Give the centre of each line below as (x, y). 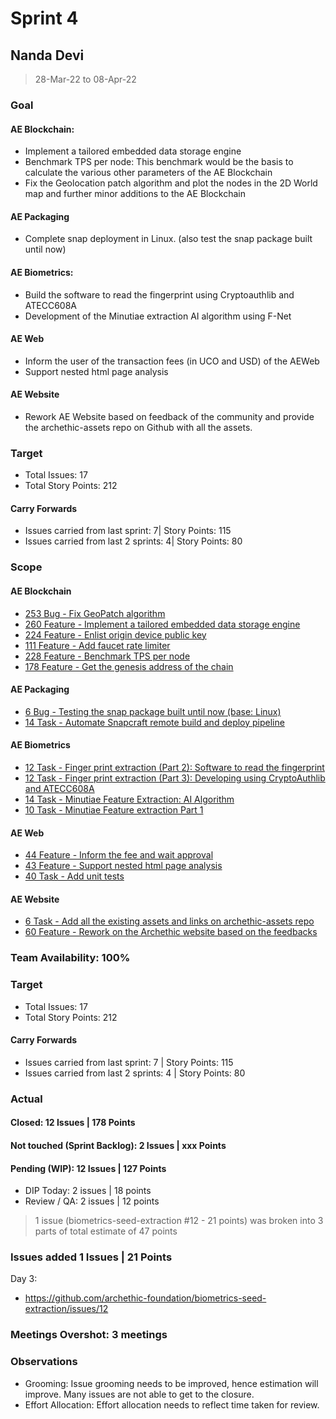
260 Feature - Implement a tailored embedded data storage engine (162, 624)
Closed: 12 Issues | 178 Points (73, 1123)
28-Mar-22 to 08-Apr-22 (85, 79)
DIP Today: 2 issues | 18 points (88, 1191)
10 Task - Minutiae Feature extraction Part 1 (114, 809)
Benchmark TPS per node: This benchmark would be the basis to (159, 162)
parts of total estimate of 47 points (106, 1231)
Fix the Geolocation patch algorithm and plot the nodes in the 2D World (171, 183)
